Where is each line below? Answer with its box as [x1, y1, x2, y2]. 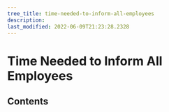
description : [7, 17, 45, 24]
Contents [7, 95, 49, 107]
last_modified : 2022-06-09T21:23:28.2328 [7, 23, 130, 30]
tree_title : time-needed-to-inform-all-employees [7, 10, 155, 17]
